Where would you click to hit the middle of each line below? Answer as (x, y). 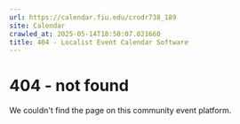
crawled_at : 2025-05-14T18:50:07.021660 (85, 34)
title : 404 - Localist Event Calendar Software (99, 42)
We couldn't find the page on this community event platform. (120, 111)
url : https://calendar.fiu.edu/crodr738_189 (93, 17)
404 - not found (69, 86)
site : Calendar (37, 26)
